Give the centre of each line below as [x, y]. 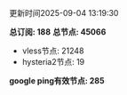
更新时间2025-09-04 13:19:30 [64, 13]
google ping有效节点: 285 [57, 81]
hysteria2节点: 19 [53, 62]
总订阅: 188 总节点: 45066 [58, 32]
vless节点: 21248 [53, 51]
